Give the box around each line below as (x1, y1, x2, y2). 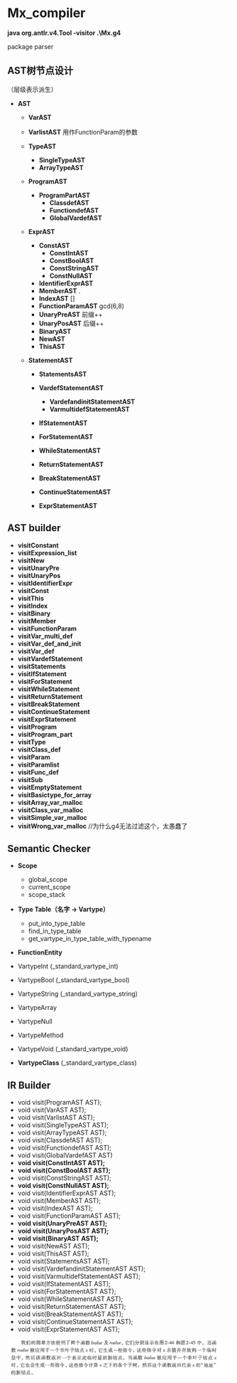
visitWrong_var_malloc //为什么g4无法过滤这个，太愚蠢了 (17, 821, 188, 830)
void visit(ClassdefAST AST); (17, 1136, 103, 1145)
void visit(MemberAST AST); (17, 1197, 101, 1205)
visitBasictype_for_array (17, 790, 92, 799)
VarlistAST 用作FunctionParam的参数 (28, 127, 138, 136)
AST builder (7, 522, 61, 535)
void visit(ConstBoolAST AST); (17, 1166, 111, 1175)
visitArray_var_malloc (17, 798, 83, 806)
